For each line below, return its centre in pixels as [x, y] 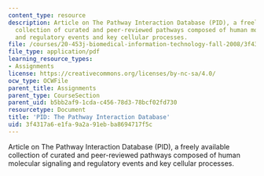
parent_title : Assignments [52, 88]
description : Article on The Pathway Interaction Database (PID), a [123, 23]
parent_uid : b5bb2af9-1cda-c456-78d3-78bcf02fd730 [93, 102]
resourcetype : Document [47, 110]
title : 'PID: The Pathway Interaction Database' [89, 117]
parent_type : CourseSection [54, 95]
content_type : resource [47, 15]
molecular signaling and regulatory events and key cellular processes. [121, 163]
